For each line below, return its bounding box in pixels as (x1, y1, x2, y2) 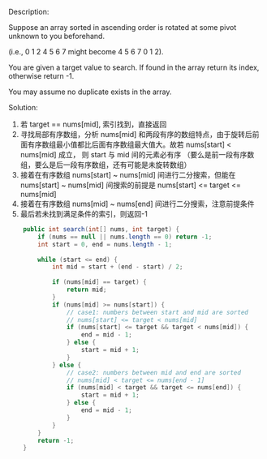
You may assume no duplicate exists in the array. (8, 87, 172, 97)
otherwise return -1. (8, 71, 75, 80)
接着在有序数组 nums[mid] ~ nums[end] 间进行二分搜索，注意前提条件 (19, 199, 255, 208)
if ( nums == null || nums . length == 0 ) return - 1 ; (37, 233, 213, 241)
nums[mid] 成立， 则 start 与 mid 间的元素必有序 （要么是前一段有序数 (19, 150, 255, 159)
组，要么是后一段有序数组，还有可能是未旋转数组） (19, 160, 192, 169)
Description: (8, 7, 50, 16)
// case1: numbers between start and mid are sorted (66, 308, 249, 316)
